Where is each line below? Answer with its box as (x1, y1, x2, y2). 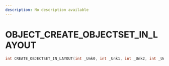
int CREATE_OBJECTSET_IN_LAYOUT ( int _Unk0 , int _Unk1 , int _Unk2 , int (5, 56, 156, 61)
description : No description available (5, 7, 89, 12)
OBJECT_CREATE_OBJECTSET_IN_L (5, 28, 158, 40)
